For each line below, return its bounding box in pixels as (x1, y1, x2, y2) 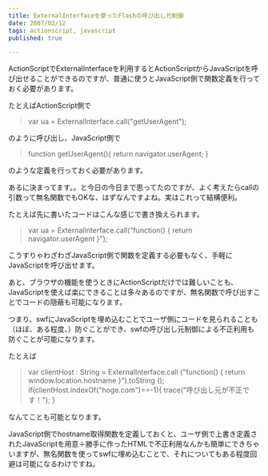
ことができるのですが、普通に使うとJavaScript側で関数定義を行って (35, 73, 260, 84)
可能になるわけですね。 (22, 459, 100, 469)
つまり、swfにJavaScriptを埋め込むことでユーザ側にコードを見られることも (8, 315, 258, 324)
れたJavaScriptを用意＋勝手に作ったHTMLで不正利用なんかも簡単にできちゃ (8, 439, 260, 449)
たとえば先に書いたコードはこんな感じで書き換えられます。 (8, 209, 204, 220)
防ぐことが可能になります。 (8, 335, 99, 344)
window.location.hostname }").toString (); (27, 376, 165, 386)
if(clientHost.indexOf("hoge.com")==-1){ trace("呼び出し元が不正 (27, 385, 243, 395)
